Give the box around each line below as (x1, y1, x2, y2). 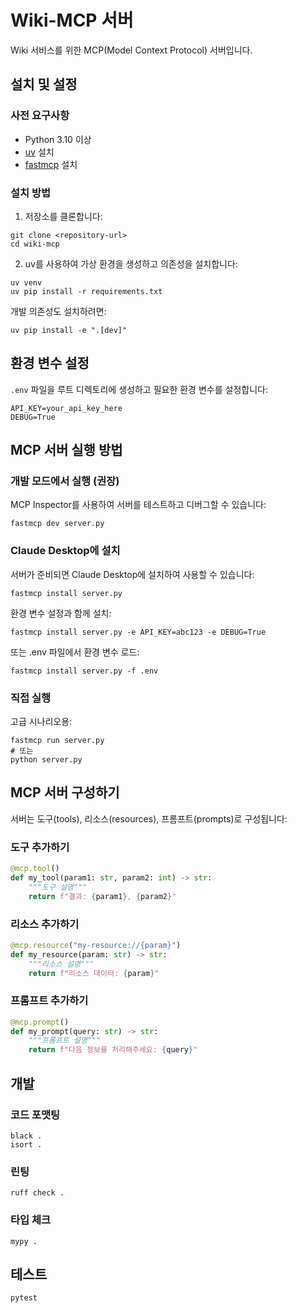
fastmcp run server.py (10, 736, 105, 746)
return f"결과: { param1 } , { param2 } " (28, 891, 177, 901)
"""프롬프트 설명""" (28, 1036, 102, 1046)
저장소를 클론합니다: (24, 210, 103, 222)
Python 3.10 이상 (24, 133, 92, 145)
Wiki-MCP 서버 (10, 9, 134, 32)
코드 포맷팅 (10, 1107, 61, 1121)
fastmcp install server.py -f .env (10, 666, 159, 676)
